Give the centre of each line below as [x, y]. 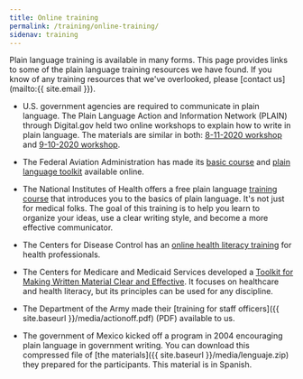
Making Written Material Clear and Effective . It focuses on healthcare [151, 282]
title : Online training [54, 18]
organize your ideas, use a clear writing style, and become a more [145, 218]
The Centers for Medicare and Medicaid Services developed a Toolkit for [158, 273]
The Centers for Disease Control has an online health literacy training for [157, 245]
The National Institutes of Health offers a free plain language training [150, 189]
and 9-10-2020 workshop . [71, 144]
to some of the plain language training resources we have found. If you [141, 69]
